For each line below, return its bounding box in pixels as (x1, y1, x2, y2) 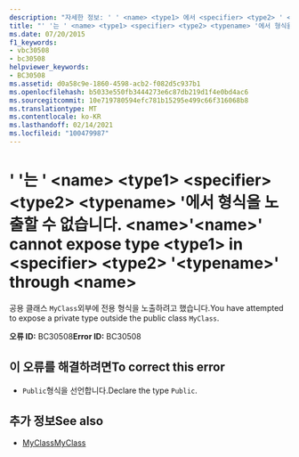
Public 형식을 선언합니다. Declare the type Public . (21, 385, 198, 396)
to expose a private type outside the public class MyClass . (9, 313, 220, 323)
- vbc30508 (9, 46, 50, 55)
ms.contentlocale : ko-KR (9, 112, 101, 121)
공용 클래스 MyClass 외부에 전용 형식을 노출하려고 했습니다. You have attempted (9, 302, 284, 313)
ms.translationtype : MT (9, 104, 98, 113)
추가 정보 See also (9, 413, 104, 428)
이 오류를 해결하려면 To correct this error (9, 360, 225, 375)
